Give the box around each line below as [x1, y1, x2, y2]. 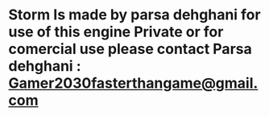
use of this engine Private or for [8, 23, 224, 41]
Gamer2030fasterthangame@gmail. [8, 74, 259, 93]
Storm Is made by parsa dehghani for [8, 6, 261, 24]
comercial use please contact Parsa [8, 40, 252, 58]
